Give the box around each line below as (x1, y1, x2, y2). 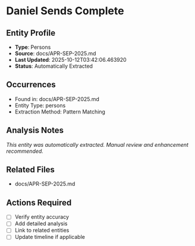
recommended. (6, 147, 43, 154)
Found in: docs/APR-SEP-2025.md (14, 95, 100, 102)
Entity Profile (6, 28, 55, 38)
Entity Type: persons (14, 102, 66, 109)
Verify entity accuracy (14, 213, 70, 220)
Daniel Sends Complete (6, 4, 124, 18)
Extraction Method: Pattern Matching (14, 108, 106, 115)
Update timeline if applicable (14, 234, 85, 241)
